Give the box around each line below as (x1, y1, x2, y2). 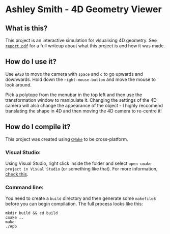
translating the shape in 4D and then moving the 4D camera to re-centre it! (5, 108, 162, 114)
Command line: (5, 184, 44, 191)
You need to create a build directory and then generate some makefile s (5, 195, 156, 201)
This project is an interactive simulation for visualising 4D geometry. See (5, 37, 157, 43)
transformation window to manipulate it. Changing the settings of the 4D (5, 97, 157, 103)
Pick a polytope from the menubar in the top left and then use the (5, 92, 143, 98)
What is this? (5, 24, 48, 33)
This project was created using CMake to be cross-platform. (5, 136, 128, 142)
